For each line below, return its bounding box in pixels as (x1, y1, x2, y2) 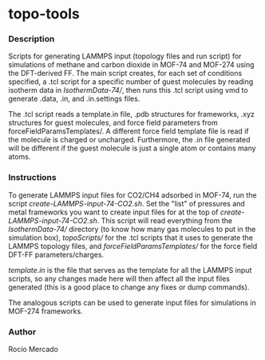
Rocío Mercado (8, 345, 58, 354)
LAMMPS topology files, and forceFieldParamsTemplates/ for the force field (8, 241, 258, 250)
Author (8, 326, 37, 337)
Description (8, 34, 55, 45)
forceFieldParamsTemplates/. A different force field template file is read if (8, 126, 249, 136)
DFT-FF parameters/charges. (8, 250, 105, 259)
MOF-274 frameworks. (8, 306, 83, 316)
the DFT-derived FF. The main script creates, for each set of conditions (8, 69, 243, 78)
